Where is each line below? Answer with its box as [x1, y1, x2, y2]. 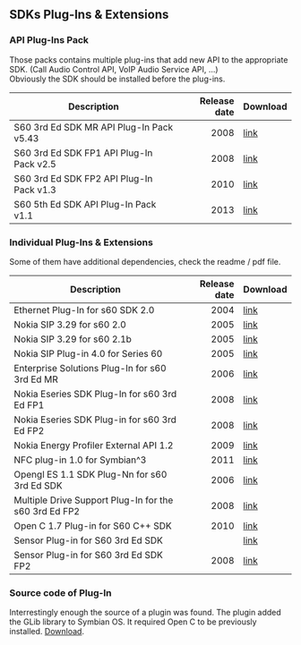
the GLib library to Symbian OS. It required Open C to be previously [9, 616, 257, 627]
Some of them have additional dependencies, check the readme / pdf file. [9, 256, 281, 267]
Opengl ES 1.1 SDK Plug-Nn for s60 [13, 468, 168, 480]
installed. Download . [9, 626, 85, 637]
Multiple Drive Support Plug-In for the [13, 494, 174, 506]
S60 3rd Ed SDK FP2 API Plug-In [13, 172, 153, 184]
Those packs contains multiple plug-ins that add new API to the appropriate [9, 54, 288, 65]
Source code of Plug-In [9, 586, 112, 598]
